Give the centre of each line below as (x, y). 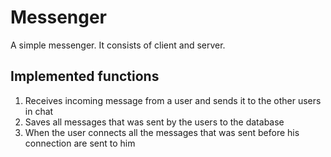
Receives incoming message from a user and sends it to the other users (173, 100)
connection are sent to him (80, 143)
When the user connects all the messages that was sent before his (162, 132)
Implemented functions (85, 76)
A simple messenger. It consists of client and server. (118, 45)
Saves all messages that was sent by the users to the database (154, 122)
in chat (39, 111)
